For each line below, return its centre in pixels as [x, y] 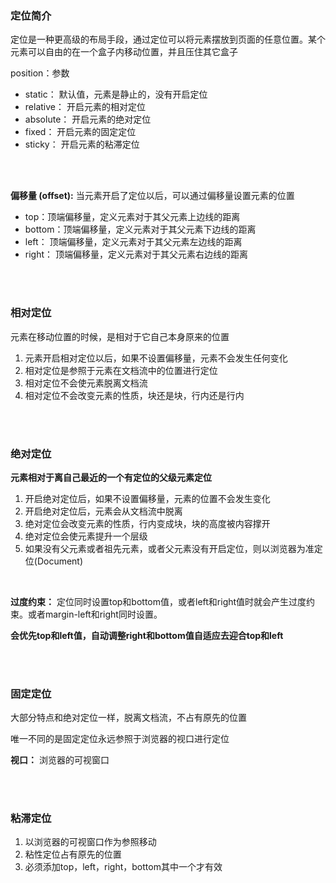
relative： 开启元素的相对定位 [85, 107]
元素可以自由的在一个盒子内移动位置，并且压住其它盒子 [124, 52]
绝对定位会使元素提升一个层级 [86, 536]
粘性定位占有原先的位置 [73, 854]
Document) [60, 561]
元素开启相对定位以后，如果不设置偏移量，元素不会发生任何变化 [156, 358]
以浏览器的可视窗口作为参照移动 [90, 842]
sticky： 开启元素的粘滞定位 [82, 144]
